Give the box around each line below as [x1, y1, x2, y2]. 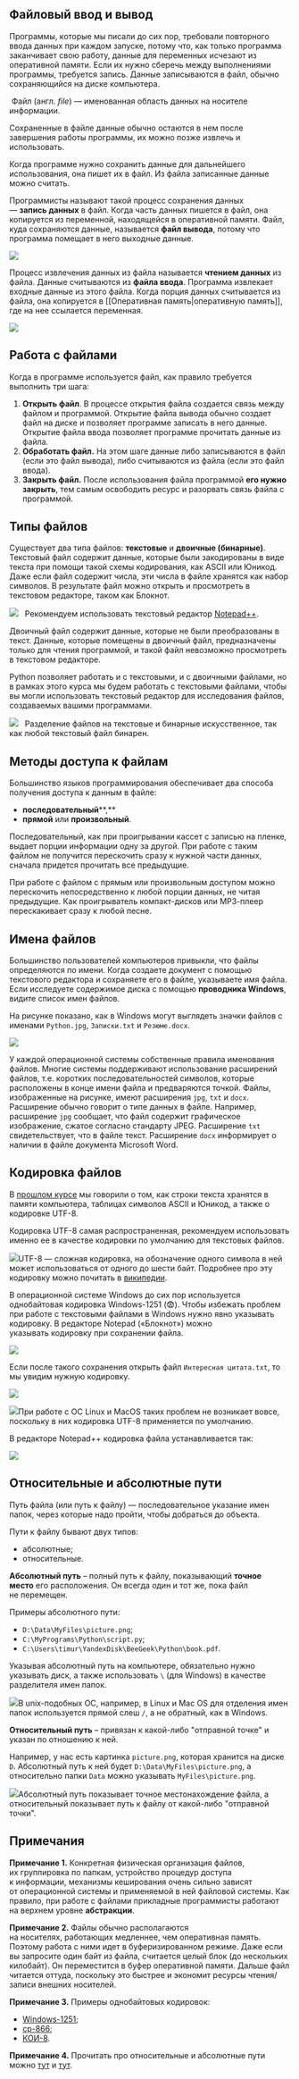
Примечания [9, 1833, 85, 1848]
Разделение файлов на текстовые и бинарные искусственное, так [24, 718, 278, 729]
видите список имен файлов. [9, 993, 120, 1004]
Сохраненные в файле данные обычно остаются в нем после [9, 122, 244, 133]
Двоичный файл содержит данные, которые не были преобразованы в [9, 625, 279, 637]
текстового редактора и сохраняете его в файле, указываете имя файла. [9, 974, 287, 985]
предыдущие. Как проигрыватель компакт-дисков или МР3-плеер [9, 896, 263, 907]
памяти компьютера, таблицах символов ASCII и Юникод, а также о [9, 1198, 270, 1209]
